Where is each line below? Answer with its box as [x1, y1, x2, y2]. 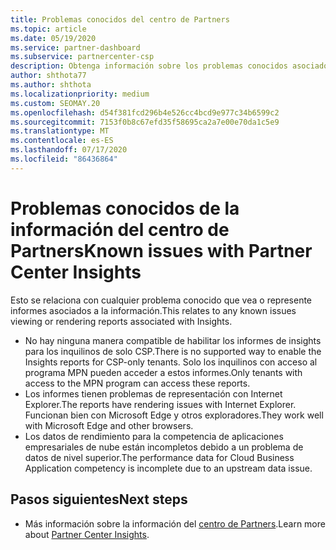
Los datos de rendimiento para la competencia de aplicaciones [24, 430, 284, 442]
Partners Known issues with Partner [10, 239, 313, 262]
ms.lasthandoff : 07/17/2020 [10, 145, 128, 155]
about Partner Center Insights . [24, 528, 150, 540]
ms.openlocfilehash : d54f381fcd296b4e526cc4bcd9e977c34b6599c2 [10, 107, 280, 118]
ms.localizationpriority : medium [10, 89, 150, 99]
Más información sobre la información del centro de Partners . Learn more [24, 517, 326, 530]
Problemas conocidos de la [10, 197, 240, 220]
